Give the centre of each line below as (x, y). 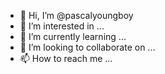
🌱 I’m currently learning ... (73, 36)
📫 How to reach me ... (66, 58)
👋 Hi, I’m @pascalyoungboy (76, 15)
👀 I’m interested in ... (62, 26)
